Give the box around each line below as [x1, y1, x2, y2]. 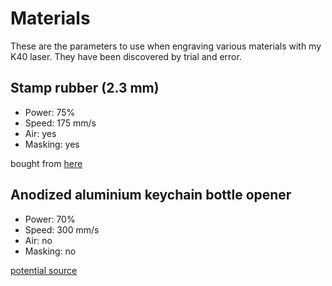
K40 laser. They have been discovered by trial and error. [10, 50, 242, 62]
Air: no [24, 234, 53, 246]
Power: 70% [24, 213, 76, 225]
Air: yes [24, 127, 57, 139]
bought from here [10, 157, 83, 169]
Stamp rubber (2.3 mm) [10, 80, 160, 97]
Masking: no [24, 245, 77, 257]
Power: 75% [24, 106, 76, 118]
